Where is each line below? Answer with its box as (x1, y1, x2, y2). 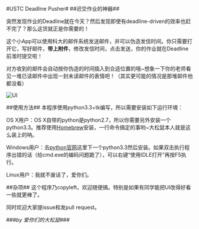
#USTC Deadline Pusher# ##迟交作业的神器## (6, 5, 120, 12)
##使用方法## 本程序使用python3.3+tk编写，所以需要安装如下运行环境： (6, 104, 184, 111)
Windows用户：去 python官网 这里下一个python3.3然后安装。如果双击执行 (6, 144, 185, 151)
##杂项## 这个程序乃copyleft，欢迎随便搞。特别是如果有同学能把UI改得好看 (6, 184, 191, 191)
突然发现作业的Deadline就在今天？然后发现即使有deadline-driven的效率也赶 (6, 18, 191, 25)
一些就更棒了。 (6, 191, 43, 198)
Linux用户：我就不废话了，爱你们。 (6, 171, 92, 178)
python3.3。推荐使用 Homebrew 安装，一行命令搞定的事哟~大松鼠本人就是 (6, 124, 186, 131)
